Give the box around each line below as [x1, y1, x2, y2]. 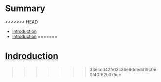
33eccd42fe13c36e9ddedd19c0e [89, 66, 157, 72]
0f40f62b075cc [89, 71, 122, 78]
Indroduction [5, 50, 58, 62]
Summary [5, 3, 45, 14]
